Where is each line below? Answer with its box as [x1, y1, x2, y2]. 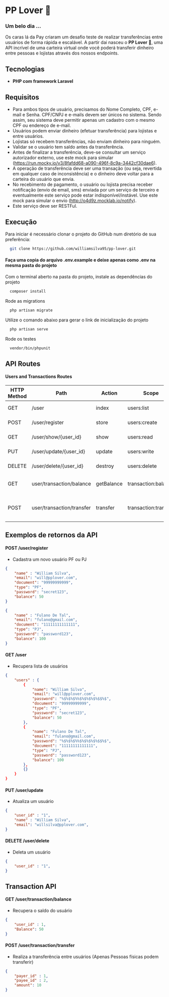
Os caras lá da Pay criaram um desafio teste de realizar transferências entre [5, 34, 163, 40]
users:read [127, 434, 153, 441]
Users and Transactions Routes [5, 373, 72, 379]
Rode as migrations [5, 298, 45, 304]
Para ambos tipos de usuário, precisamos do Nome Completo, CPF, [12, 106, 152, 113]
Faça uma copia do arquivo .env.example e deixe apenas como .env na [5, 257, 156, 263]
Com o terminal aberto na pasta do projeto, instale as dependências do [5, 274, 152, 279]
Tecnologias [5, 65, 45, 73]
